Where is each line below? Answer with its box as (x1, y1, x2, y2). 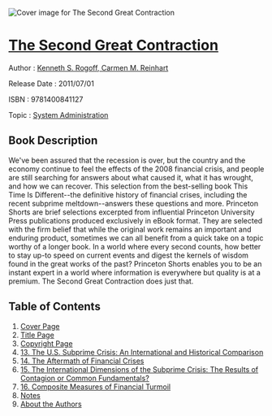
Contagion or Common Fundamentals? (19, 373, 150, 383)
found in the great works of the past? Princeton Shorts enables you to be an (8, 258, 262, 268)
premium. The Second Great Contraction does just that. (8, 276, 194, 286)
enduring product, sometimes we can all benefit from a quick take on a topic (8, 232, 264, 243)
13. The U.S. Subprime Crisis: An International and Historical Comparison (19, 347, 264, 357)
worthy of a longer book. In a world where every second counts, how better (8, 241, 261, 251)
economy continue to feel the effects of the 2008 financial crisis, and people (8, 163, 265, 174)
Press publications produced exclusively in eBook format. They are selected (8, 215, 263, 225)
